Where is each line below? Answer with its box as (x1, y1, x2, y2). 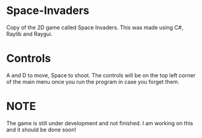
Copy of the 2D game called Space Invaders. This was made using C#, (6, 24, 184, 31)
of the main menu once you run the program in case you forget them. (6, 78, 179, 85)
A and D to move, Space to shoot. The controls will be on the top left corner (6, 71, 196, 79)
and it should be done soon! (6, 126, 77, 133)
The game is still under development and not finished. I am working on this (6, 119, 193, 126)
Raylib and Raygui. (6, 30, 53, 37)
